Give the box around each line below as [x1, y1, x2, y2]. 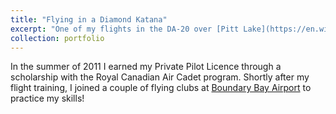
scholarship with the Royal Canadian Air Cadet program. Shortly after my [10, 71, 310, 83]
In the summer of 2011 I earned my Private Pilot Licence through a [10, 61, 282, 73]
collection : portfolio [10, 33, 105, 43]
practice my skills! [10, 92, 85, 105]
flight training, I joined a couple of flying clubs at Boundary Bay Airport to [10, 82, 312, 94]
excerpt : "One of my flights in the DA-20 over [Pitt [10, 24, 240, 34]
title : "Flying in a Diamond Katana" [10, 14, 168, 25]
